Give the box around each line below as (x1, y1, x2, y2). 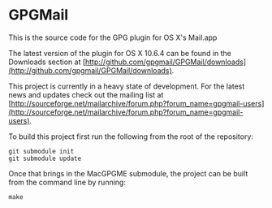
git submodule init (8, 147, 75, 155)
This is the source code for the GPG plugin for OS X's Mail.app (8, 32, 218, 42)
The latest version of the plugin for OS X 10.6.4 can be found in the (8, 48, 231, 58)
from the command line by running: (8, 177, 126, 187)
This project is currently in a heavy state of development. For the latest (8, 81, 245, 91)
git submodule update (8, 154, 82, 162)
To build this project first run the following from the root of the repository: (8, 132, 254, 141)
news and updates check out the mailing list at (8, 89, 164, 99)
